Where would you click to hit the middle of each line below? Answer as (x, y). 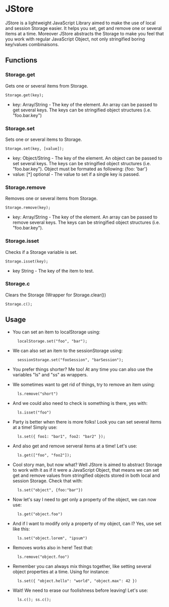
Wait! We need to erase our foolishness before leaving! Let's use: (80, 590)
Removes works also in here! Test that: (53, 547)
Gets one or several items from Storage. (47, 86)
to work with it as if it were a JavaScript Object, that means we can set (86, 470)
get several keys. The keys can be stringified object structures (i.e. (82, 110)
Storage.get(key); (24, 95)
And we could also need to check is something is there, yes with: (80, 403)
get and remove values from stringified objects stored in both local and (86, 475)
